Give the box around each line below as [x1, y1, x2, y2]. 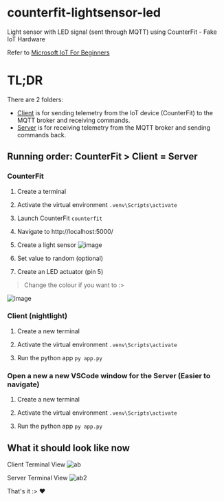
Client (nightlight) [7, 311, 67, 321]
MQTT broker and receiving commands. [16, 116, 131, 124]
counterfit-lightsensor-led [7, 5, 161, 21]
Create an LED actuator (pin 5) [16, 267, 104, 275]
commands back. [16, 130, 67, 139]
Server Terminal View [7, 473, 68, 482]
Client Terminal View [7, 460, 66, 469]
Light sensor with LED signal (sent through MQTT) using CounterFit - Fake [7, 28, 218, 36]
